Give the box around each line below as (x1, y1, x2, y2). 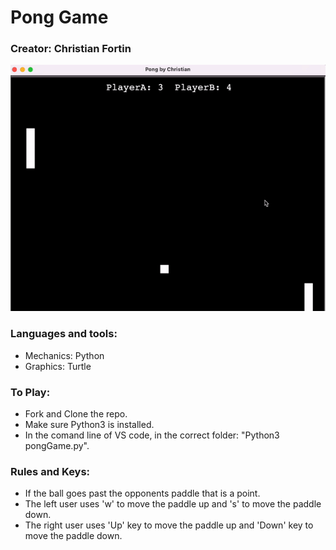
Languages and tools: (10, 327, 118, 341)
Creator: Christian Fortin (10, 42, 132, 56)
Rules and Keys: (10, 464, 91, 478)
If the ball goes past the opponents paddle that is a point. (24, 487, 261, 500)
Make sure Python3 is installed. (24, 419, 155, 431)
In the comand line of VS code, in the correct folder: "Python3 (24, 429, 280, 441)
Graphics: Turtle (24, 360, 92, 372)
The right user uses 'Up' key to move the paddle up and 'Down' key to (24, 519, 314, 531)
